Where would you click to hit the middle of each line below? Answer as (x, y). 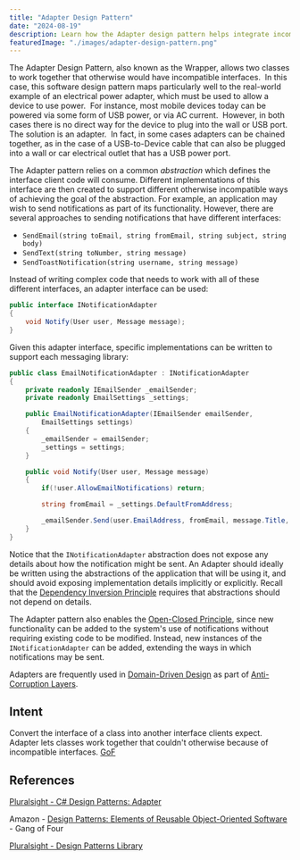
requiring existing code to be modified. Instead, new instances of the (136, 638)
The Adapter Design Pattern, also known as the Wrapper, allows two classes (150, 68)
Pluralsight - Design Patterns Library (76, 846)
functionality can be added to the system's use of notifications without (139, 628)
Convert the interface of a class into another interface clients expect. (136, 733)
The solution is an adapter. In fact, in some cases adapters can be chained (147, 134)
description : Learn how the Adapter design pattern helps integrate (139, 34)
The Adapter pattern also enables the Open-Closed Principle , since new (142, 619)
